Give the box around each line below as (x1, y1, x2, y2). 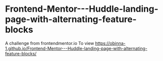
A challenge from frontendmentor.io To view (5, 40, 94, 46)
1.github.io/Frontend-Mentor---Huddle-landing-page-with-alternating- (5, 45, 148, 51)
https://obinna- (95, 40, 126, 46)
